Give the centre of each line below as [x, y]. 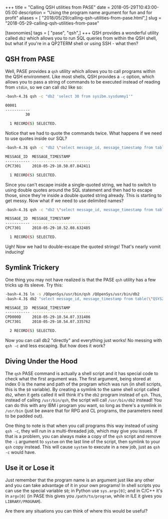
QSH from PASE [30, 59]
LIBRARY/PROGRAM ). [23, 501]
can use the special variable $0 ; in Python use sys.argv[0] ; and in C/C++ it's [84, 490]
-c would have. [20, 452]
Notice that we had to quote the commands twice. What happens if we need [83, 133]
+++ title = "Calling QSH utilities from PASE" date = [58, 7]
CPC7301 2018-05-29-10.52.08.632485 [48, 228]
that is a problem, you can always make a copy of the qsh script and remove [83, 436]
